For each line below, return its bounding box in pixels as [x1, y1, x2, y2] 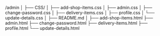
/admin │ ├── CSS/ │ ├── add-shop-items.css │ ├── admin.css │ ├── [5, 5, 153, 10]
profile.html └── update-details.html [5, 25, 80, 31]
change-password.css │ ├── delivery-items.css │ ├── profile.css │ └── [5, 10, 155, 16]
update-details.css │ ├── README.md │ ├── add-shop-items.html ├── [5, 15, 153, 20]
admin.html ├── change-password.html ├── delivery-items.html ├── [5, 20, 148, 26]
